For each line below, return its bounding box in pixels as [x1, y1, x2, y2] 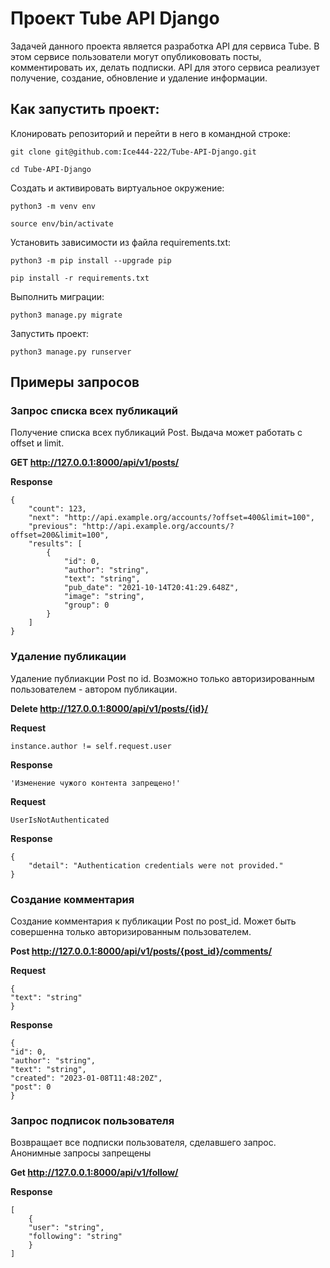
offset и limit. [10, 437, 65, 449]
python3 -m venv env [10, 201, 97, 211]
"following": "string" [28, 1232, 123, 1242]
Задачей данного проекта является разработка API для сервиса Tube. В [10, 40, 320, 52]
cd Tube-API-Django [10, 164, 92, 174]
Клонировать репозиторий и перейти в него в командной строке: [10, 127, 291, 139]
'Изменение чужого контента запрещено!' [10, 778, 182, 788]
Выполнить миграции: [10, 290, 105, 302]
